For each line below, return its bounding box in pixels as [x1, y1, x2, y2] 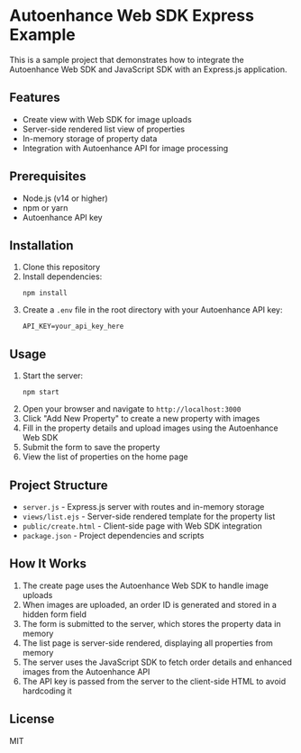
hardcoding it [22, 685, 72, 696]
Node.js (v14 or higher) [22, 193, 108, 204]
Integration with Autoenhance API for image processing [22, 142, 229, 153]
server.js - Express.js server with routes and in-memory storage [22, 502, 265, 512]
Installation [9, 238, 74, 253]
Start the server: [22, 370, 84, 381]
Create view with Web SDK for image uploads [22, 113, 192, 124]
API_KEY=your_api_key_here [22, 322, 124, 331]
